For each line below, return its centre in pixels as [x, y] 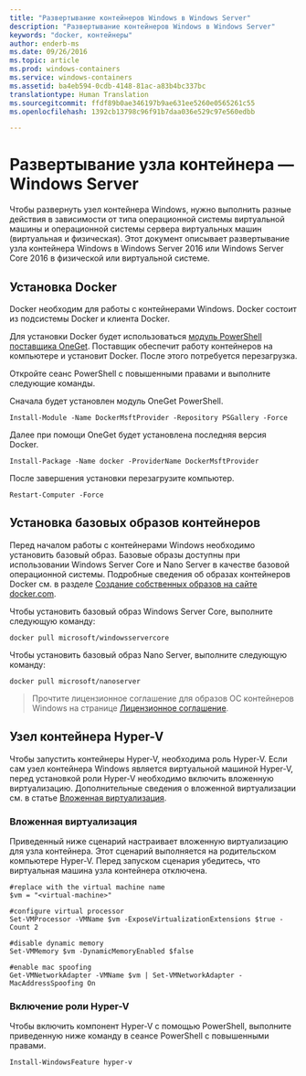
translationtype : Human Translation [79, 94]
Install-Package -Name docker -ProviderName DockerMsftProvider [134, 461]
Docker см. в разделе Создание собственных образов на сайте [133, 584]
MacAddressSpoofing [47, 983]
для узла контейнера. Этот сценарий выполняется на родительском [143, 851]
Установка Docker [63, 287]
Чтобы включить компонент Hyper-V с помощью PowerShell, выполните [151, 1027]
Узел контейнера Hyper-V [87, 737]
